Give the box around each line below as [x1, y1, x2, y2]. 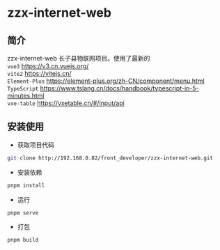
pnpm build [7, 237, 39, 244]
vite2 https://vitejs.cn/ [7, 70, 72, 77]
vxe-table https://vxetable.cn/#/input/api [7, 99, 125, 107]
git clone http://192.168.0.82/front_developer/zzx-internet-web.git [7, 155, 214, 162]
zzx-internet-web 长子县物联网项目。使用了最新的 [7, 54, 151, 62]
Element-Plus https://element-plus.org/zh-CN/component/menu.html [7, 77, 205, 85]
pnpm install [7, 182, 45, 189]
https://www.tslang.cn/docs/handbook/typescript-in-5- [40, 84, 199, 92]
